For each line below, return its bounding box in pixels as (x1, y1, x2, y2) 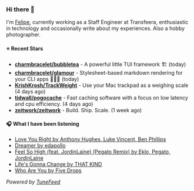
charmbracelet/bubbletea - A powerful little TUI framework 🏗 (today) (14, 61, 186, 68)
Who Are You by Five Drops (14, 167, 82, 174)
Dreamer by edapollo (14, 142, 66, 149)
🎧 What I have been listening (6, 120, 79, 128)
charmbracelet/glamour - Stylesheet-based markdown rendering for (14, 69, 183, 76)
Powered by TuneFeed (6, 178, 61, 185)
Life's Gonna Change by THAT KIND (14, 160, 102, 167)
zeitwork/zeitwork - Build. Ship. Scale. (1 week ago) (14, 106, 142, 113)
